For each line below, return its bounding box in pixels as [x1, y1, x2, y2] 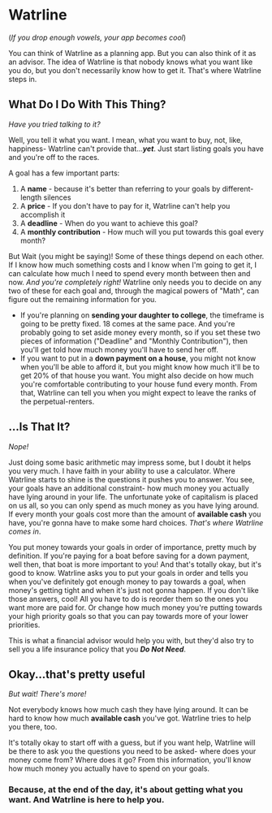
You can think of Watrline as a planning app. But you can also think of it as [8, 48, 257, 58]
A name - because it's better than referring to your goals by [19, 184, 221, 193]
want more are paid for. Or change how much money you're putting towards [8, 603, 262, 612]
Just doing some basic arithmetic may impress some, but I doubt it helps [8, 457, 252, 467]
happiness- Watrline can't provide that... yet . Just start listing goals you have [8, 144, 264, 154]
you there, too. [8, 722, 58, 732]
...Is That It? [8, 420, 71, 434]
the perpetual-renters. [19, 396, 95, 406]
